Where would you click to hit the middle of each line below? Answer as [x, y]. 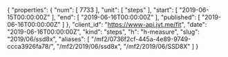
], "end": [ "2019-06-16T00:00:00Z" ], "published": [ [126, 17]
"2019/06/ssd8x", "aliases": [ [48, 39]
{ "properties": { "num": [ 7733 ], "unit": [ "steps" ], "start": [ [93, 10]
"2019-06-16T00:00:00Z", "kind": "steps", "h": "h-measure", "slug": [104, 32]
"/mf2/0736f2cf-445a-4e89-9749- [141, 39]
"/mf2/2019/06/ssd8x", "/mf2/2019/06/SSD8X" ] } [127, 46]
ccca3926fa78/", [31, 46]
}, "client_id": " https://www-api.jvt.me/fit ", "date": [136, 24]
